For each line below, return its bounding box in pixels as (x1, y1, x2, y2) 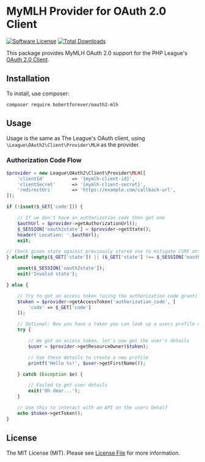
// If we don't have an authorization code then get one (17, 215, 165, 221)
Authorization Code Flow (6, 156, 82, 164)
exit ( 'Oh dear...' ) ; (28, 388, 81, 394)
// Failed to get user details (28, 382, 108, 389)
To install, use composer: (6, 90, 70, 97)
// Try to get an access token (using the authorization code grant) (17, 293, 198, 299)
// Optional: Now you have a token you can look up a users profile (17, 321, 195, 328)
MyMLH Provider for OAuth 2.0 (6, 4, 167, 18)
